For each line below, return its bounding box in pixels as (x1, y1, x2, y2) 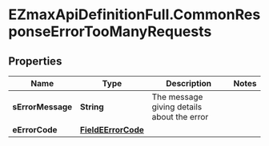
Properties (8, 54, 62, 68)
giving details (151, 101, 203, 112)
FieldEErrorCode (79, 124, 144, 135)
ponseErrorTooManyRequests (8, 22, 212, 41)
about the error (151, 112, 209, 122)
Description (166, 78, 212, 89)
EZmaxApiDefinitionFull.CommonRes (8, 6, 261, 24)
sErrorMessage (12, 101, 73, 112)
